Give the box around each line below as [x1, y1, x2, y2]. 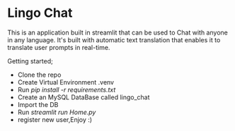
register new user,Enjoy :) [17, 115, 93, 124]
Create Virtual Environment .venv [17, 77, 115, 86]
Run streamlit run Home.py [17, 108, 96, 116]
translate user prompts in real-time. [7, 43, 110, 51]
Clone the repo [17, 70, 62, 79]
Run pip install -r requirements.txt [17, 85, 116, 94]
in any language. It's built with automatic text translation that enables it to [7, 35, 221, 44]
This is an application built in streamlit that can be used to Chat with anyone [7, 28, 228, 37]
